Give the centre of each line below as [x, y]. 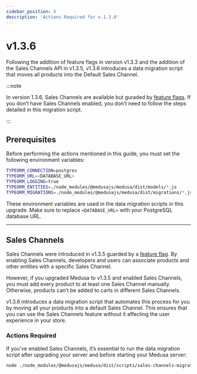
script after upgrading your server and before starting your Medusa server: [96, 355]
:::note [14, 86]
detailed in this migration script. [44, 110]
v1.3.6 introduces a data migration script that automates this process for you [98, 302]
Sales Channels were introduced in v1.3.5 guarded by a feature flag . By [92, 254]
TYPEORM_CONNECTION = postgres [42, 171]
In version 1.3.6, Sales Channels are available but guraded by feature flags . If [98, 97]
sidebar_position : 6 [31, 11]
